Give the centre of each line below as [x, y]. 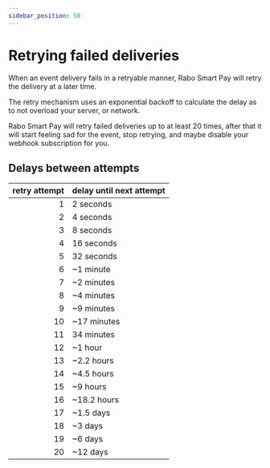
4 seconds [92, 218]
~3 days [87, 426]
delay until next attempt [119, 191]
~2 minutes [93, 283]
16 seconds [95, 243]
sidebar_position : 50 [45, 16]
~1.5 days [91, 413]
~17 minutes [96, 322]
